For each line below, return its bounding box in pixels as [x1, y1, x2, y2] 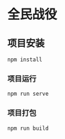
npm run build [7, 125, 49, 132]
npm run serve [7, 90, 49, 98]
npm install [7, 56, 42, 63]
